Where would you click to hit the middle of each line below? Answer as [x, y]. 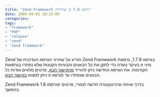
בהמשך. [13, 89]
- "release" [17, 37]
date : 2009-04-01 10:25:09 [32, 14]
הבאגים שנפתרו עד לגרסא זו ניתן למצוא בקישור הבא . [53, 75]
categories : [17, 18]
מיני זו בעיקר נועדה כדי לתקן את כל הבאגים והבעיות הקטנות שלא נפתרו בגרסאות [78, 65]
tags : [10, 23]
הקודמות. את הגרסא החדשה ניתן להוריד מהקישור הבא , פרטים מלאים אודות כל [76, 70]
